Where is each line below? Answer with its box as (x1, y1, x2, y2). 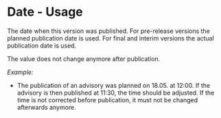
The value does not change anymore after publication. (7, 54, 161, 62)
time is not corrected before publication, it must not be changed (16, 95, 198, 104)
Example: (7, 68, 34, 76)
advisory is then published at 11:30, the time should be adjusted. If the (16, 88, 215, 97)
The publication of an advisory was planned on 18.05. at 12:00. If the (16, 81, 211, 89)
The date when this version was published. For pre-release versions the (7, 27, 211, 35)
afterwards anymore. (16, 103, 77, 111)
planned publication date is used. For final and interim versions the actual (7, 34, 214, 42)
